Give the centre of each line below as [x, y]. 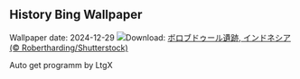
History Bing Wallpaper [76, 15]
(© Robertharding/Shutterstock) [69, 48]
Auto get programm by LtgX [61, 65]
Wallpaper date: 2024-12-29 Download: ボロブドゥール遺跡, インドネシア [150, 37]
